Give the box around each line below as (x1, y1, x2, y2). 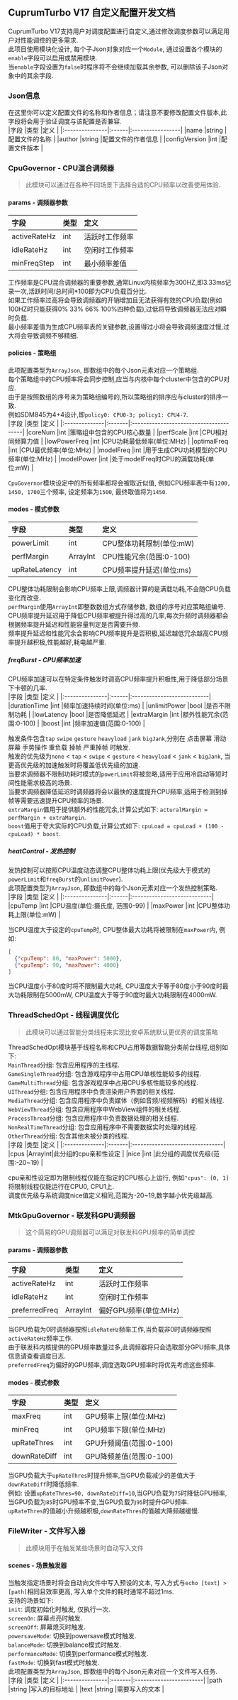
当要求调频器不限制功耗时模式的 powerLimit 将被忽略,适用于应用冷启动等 (8, 769, 215, 778)
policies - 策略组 (8, 349, 57, 357)
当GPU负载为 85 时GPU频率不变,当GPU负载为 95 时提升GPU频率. (8, 1498, 189, 1506)
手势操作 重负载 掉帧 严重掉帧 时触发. (21, 742, 130, 751)
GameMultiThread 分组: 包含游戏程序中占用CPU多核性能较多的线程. (8, 1078, 198, 1087)
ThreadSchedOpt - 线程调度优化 (8, 1010, 120, 1020)
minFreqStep (11, 258, 55, 268)
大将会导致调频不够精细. (8, 331, 79, 339)
